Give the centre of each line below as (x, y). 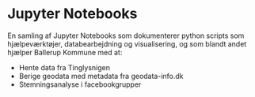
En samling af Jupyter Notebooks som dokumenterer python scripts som (126, 35)
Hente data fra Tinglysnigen (64, 67)
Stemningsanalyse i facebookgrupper (80, 84)
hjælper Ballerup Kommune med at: (65, 52)
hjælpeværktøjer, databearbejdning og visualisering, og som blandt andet (127, 43)
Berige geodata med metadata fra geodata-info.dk (101, 76)
